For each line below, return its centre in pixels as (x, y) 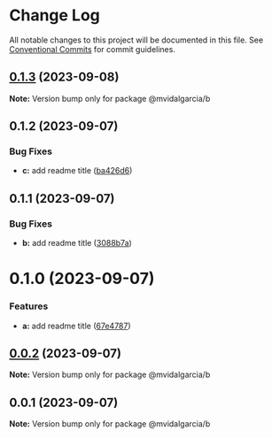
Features (29, 306)
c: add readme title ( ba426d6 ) (77, 171)
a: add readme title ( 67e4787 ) (76, 326)
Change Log (54, 15)
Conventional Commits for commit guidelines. (92, 49)
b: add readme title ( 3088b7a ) (77, 243)
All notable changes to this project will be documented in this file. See (136, 40)
